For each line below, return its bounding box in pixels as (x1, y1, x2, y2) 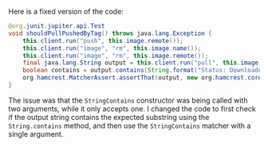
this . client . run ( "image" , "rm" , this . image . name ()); (22, 44, 202, 52)
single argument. (8, 129, 64, 138)
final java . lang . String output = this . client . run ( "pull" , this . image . (22, 59, 262, 67)
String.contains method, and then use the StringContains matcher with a (8, 121, 251, 130)
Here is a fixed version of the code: (8, 7, 124, 16)
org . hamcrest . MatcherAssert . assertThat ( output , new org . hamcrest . (22, 74, 248, 82)
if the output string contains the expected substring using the (8, 112, 210, 122)
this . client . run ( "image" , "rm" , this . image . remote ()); (22, 52, 209, 60)
